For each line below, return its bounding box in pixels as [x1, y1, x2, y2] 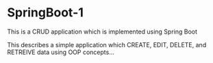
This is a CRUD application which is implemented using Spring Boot [7, 27, 197, 36]
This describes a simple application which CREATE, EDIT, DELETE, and [7, 40, 207, 49]
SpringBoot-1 [7, 5, 84, 21]
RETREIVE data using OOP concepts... [7, 48, 115, 56]
